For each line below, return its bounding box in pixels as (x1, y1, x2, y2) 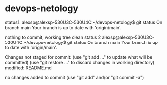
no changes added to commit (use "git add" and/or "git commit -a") (5, 74, 144, 80)
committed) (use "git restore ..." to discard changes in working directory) (5, 59, 155, 65)
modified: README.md (5, 65, 52, 71)
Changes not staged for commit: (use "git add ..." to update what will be (5, 54, 153, 60)
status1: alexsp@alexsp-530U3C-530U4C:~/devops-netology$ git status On (5, 19, 163, 25)
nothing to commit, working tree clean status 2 (5, 34, 101, 40)
